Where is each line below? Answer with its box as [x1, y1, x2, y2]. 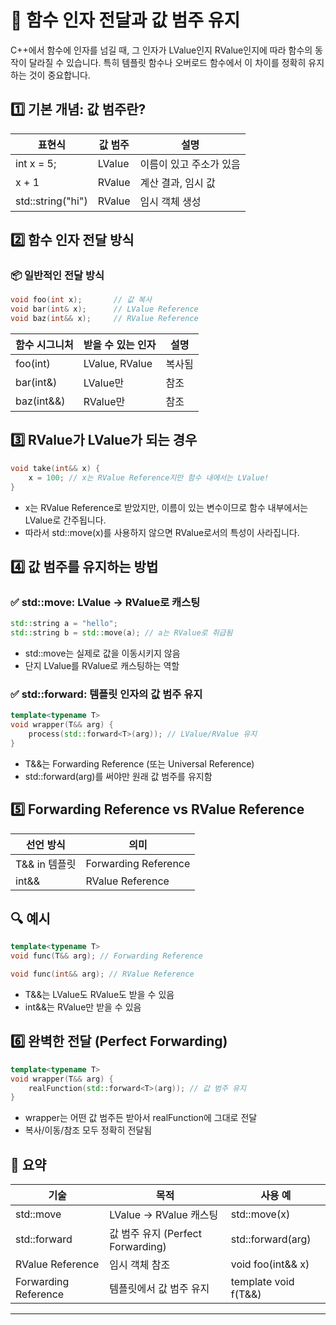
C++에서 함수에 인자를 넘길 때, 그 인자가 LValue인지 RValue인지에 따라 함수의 [10, 44, 313, 56]
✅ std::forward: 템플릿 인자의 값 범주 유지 [10, 687, 203, 701]
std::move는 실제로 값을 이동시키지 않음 [24, 647, 181, 659]
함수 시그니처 [15, 338, 74, 352]
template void [230, 1275, 295, 1289]
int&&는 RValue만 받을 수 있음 [24, 1001, 142, 1013]
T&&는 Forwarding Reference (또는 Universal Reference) [24, 757, 255, 770]
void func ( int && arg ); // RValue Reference [10, 969, 195, 980]
